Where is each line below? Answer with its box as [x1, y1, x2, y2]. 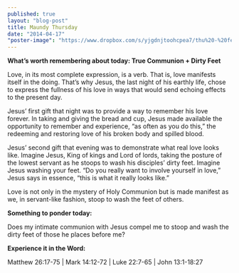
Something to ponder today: [7, 209, 92, 217]
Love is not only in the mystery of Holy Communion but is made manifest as [7, 187, 229, 196]
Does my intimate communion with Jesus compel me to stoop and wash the [7, 222, 229, 232]
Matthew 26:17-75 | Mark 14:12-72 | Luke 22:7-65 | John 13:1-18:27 [7, 258, 203, 267]
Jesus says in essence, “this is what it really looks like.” [7, 174, 169, 182]
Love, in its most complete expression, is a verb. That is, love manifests [7, 71, 216, 79]
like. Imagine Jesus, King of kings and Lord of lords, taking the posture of [7, 151, 223, 160]
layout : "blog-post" [7, 17, 69, 24]
